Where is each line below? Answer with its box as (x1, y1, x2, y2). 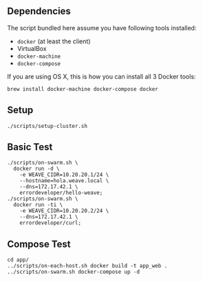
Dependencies (7, 6, 71, 17)
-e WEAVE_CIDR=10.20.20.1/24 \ (19, 171, 109, 178)
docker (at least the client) (17, 37, 91, 45)
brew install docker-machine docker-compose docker (7, 85, 158, 92)
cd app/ (7, 257, 30, 263)
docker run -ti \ (13, 202, 63, 208)
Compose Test (7, 238, 71, 250)
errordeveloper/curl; (19, 219, 81, 226)
